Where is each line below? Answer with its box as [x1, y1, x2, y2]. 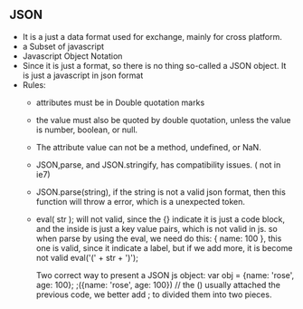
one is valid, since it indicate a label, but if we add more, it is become [35, 242, 293, 253]
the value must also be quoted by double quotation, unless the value [35, 114, 291, 125]
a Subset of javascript [22, 41, 105, 52]
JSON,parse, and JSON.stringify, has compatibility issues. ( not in [35, 159, 281, 170]
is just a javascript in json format [22, 70, 144, 81]
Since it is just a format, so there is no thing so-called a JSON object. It [22, 60, 287, 71]
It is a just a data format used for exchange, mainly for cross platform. [22, 31, 282, 42]
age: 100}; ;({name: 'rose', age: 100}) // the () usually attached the [35, 279, 280, 290]
